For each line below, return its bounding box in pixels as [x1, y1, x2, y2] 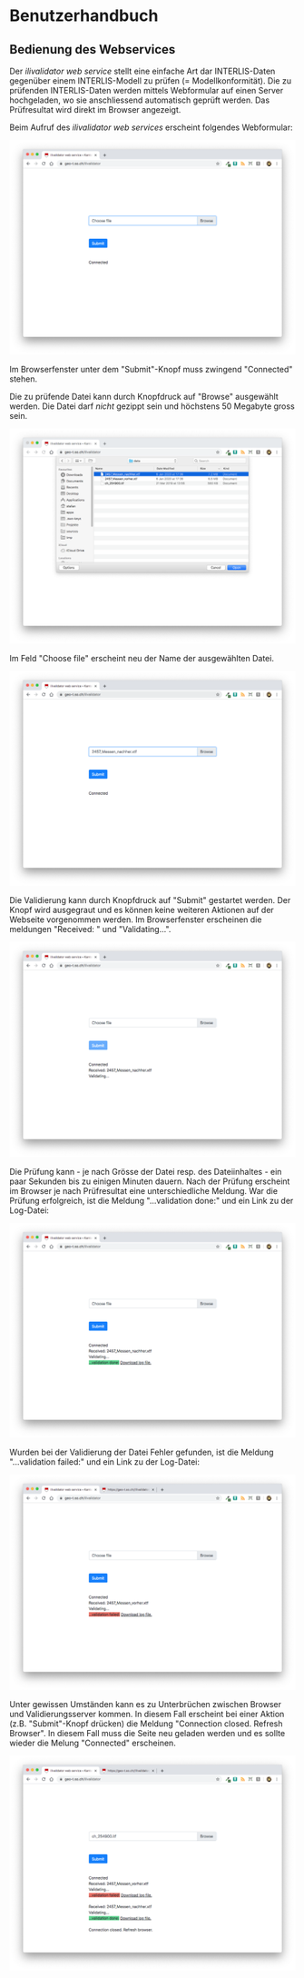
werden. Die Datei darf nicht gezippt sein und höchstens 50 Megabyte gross [9, 401, 295, 412]
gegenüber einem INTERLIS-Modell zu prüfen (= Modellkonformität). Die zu [9, 75, 292, 86]
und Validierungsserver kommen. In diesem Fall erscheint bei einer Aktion [9, 1708, 285, 1719]
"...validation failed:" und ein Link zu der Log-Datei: [9, 1456, 200, 1467]
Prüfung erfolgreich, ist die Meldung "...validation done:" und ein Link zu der [9, 1195, 294, 1206]
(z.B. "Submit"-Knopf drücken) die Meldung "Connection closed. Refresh [9, 1718, 283, 1729]
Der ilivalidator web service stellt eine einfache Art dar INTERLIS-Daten [9, 65, 276, 76]
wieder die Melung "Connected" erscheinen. [9, 1737, 177, 1748]
